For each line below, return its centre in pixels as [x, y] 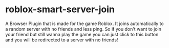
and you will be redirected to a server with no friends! [62, 40]
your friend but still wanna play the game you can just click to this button [82, 34]
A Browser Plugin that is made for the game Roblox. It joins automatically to [84, 23]
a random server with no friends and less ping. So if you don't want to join [83, 29]
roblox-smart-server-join [60, 9]
